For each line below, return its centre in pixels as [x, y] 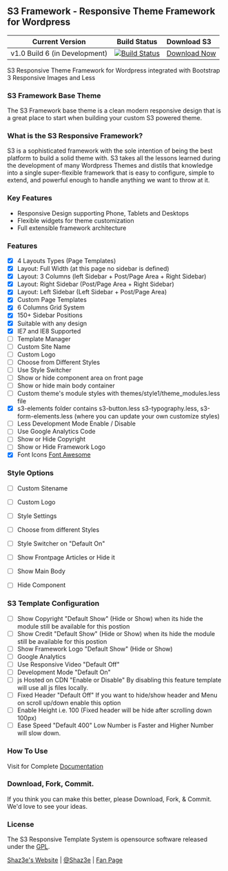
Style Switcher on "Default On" [61, 544]
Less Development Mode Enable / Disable [76, 423]
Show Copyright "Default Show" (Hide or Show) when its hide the [110, 618]
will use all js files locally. [52, 688]
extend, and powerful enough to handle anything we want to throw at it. [108, 180]
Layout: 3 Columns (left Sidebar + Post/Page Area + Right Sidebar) [112, 276]
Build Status [137, 41]
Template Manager [44, 338]
